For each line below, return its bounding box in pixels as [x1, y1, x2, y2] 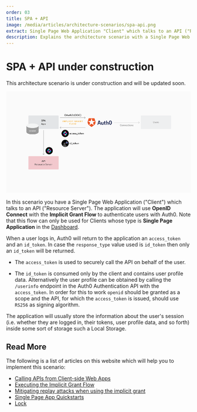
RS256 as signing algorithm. [14, 301, 80, 308]
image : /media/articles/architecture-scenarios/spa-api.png [6, 22, 157, 28]
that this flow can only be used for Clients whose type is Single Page [6, 217, 173, 224]
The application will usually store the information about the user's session [6, 312, 184, 319]
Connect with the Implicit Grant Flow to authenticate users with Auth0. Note [6, 211, 191, 218]
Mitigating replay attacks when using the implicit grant [14, 387, 146, 394]
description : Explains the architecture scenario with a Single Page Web [6, 34, 191, 40]
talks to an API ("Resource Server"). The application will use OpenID [6, 204, 171, 211]
